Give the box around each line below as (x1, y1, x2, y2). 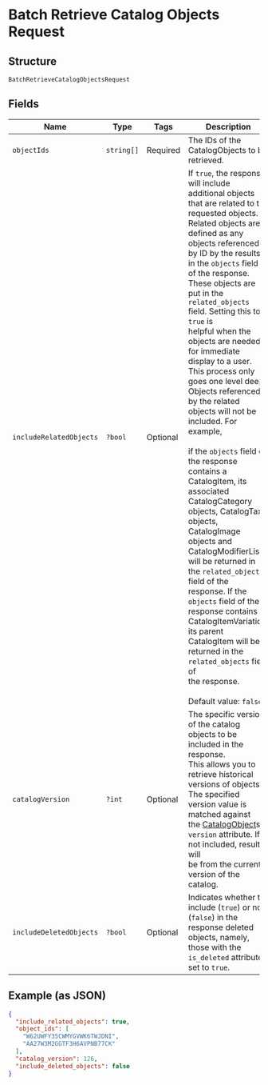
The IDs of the (187, 134, 242, 146)
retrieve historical (187, 768, 254, 779)
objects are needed (187, 335, 261, 346)
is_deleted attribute (187, 951, 263, 963)
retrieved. (187, 154, 225, 166)
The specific (187, 708, 235, 719)
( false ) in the (187, 911, 238, 923)
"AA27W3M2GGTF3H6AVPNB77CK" (22, 1040, 116, 1048)
